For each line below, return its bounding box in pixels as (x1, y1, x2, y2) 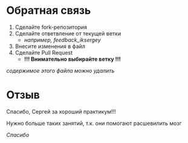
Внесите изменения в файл (15, 43, 86, 50)
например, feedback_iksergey (24, 36, 101, 43)
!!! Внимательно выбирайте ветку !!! (24, 55, 121, 62)
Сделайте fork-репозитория (15, 23, 88, 31)
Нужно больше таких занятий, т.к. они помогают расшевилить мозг (6, 120, 182, 127)
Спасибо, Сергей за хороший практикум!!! (6, 108, 116, 115)
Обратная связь (6, 4, 91, 17)
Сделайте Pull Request (15, 49, 73, 56)
